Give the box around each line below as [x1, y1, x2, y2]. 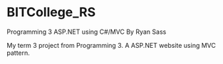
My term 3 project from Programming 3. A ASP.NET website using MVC [6, 41, 217, 49]
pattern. [6, 49, 30, 57]
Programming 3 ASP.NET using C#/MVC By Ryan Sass [6, 27, 167, 36]
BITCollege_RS [6, 4, 96, 20]
